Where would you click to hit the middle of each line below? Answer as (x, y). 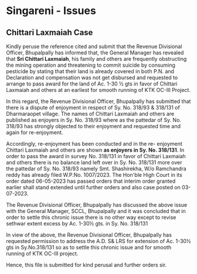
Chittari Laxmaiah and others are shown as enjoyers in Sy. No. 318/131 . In (95, 150)
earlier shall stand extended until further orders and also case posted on (93, 187)
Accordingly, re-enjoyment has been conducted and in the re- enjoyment (94, 144)
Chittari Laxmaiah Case (50, 32)
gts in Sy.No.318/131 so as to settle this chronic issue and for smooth (89, 247)
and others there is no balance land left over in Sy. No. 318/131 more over (94, 162)
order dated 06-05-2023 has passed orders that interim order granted (91, 181)
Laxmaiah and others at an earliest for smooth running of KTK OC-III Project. (98, 90)
